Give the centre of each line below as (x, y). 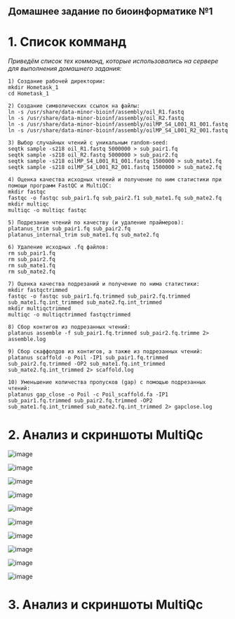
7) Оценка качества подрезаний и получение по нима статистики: (104, 284)
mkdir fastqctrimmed (38, 291)
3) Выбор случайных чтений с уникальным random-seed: (88, 143)
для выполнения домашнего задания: (65, 69)
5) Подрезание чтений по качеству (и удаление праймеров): (96, 223)
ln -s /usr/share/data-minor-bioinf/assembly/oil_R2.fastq (96, 119)
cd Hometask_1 (29, 94)
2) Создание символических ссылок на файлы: (74, 106)
